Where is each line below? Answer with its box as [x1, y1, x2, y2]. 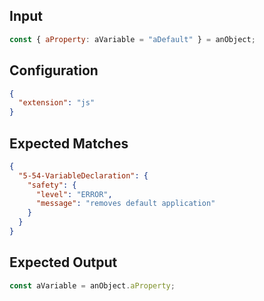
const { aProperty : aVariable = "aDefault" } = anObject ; [9, 34, 256, 44]
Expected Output [9, 254, 118, 271]
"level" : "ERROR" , [35, 189, 113, 199]
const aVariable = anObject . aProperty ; [9, 280, 176, 291]
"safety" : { [27, 180, 77, 190]
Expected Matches [9, 135, 129, 152]
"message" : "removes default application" [35, 199, 216, 209]
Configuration [9, 62, 99, 79]
